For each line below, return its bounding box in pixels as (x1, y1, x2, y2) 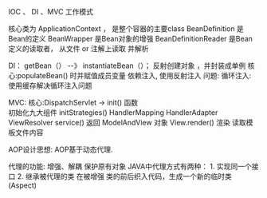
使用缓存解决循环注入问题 (8, 81, 92, 90)
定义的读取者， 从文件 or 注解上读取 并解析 (8, 44, 149, 53)
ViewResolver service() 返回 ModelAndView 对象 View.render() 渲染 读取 (8, 118, 247, 127)
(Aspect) (8, 180, 37, 190)
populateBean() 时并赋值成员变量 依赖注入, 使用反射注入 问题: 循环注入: (17, 71, 252, 80)
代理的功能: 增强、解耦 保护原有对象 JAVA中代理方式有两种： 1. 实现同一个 (8, 162, 253, 171)
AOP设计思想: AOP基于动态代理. (8, 145, 113, 154)
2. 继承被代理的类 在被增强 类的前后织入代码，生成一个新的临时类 (17, 172, 233, 181)
